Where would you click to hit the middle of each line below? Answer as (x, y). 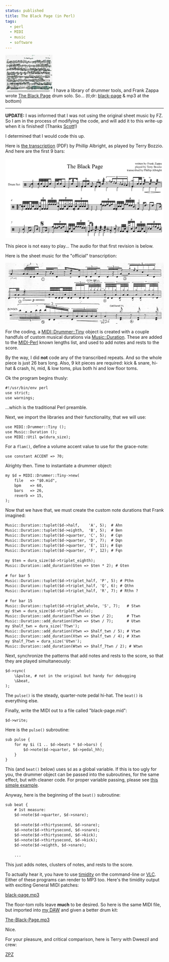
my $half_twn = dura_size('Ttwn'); (43, 626)
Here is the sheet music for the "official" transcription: (61, 256)
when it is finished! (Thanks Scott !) (41, 126)
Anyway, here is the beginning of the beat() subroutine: (63, 795)
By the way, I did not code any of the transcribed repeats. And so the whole (84, 357)
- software (21, 43)
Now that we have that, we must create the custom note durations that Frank (85, 510)
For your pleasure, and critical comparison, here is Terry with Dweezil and (82, 939)
